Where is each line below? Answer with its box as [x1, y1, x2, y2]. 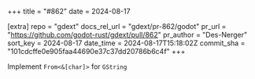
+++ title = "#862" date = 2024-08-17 [7, 7, 131, 16]
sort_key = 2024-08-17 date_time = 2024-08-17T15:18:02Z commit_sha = [7, 38, 246, 48]
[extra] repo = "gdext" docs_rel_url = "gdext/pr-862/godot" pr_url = [7, 22, 227, 31]
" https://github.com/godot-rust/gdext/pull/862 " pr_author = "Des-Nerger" [7, 31, 248, 39]
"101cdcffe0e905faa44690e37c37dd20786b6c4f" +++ [7, 47, 186, 56]
